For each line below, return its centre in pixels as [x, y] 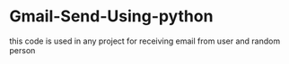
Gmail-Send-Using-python [111, 16]
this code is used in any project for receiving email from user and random [145, 41]
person [22, 50]
